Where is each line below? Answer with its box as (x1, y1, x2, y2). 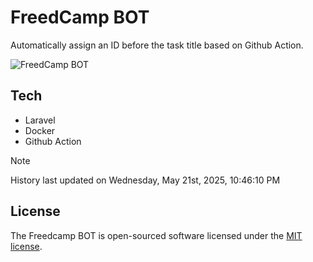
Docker (24, 124, 56, 136)
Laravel (24, 114, 56, 126)
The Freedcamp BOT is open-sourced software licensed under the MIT (10, 229, 303, 241)
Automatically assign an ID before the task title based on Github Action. (10, 39, 304, 51)
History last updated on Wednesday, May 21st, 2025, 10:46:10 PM (10, 174, 281, 186)
